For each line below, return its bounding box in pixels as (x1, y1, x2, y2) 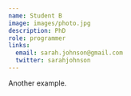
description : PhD (8, 26, 66, 34)
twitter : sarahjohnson (15, 57, 91, 65)
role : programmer (8, 34, 66, 42)
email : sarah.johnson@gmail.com (15, 49, 124, 57)
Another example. (8, 78, 67, 88)
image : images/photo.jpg (8, 19, 91, 27)
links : (8, 42, 30, 50)
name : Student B (8, 11, 62, 20)
